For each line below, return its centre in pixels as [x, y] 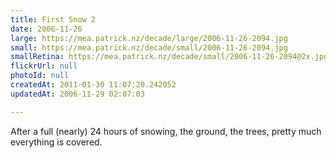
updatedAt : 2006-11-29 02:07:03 [77, 94]
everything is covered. [56, 142]
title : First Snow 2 [53, 19]
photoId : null [40, 76]
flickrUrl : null [44, 66]
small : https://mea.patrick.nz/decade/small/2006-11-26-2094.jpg [149, 47]
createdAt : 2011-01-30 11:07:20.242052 [93, 85]
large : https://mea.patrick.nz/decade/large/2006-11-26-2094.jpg [149, 38]
